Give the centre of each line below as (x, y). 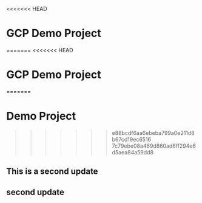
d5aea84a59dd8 (133, 152)
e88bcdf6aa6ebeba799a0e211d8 (153, 132)
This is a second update (52, 172)
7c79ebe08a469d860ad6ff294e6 (154, 146)
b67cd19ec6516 (132, 139)
